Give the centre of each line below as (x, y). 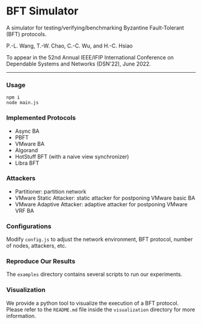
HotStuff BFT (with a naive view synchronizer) (72, 156)
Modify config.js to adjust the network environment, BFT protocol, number (100, 239)
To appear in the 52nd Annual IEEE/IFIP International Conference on (90, 57)
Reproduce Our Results (41, 261)
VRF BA (24, 210)
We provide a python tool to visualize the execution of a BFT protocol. (93, 303)
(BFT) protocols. (26, 34)
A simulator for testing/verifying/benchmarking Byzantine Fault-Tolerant (95, 28)
